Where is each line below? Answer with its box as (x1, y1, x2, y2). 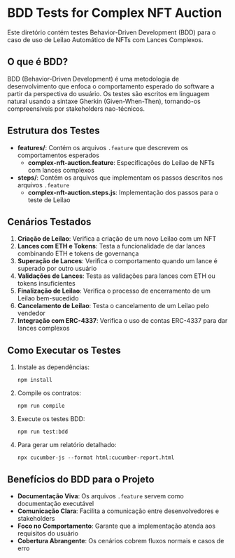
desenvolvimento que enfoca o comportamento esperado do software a (7, 82, 215, 91)
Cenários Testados (7, 215, 92, 227)
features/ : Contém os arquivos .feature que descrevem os (17, 143, 189, 152)
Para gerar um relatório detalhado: (17, 441, 117, 449)
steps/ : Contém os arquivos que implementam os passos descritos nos (17, 173, 223, 182)
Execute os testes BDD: (17, 415, 85, 423)
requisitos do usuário (17, 529, 79, 538)
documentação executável (17, 500, 94, 507)
